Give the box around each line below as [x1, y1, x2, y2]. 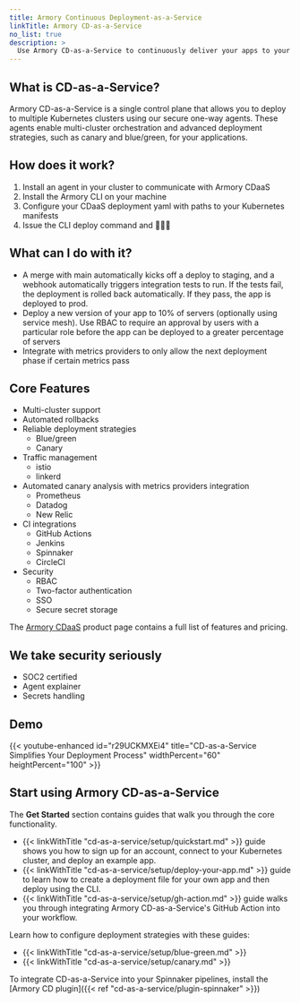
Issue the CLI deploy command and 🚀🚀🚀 [21, 219, 171, 230]
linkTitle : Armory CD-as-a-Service [9, 21, 142, 30]
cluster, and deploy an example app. [21, 854, 157, 865]
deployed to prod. [21, 297, 89, 309]
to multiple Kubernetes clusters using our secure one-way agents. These [9, 113, 279, 124]
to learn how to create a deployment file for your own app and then [21, 874, 270, 885]
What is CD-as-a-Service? [9, 80, 160, 95]
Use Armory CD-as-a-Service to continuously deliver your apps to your [17, 47, 291, 56]
